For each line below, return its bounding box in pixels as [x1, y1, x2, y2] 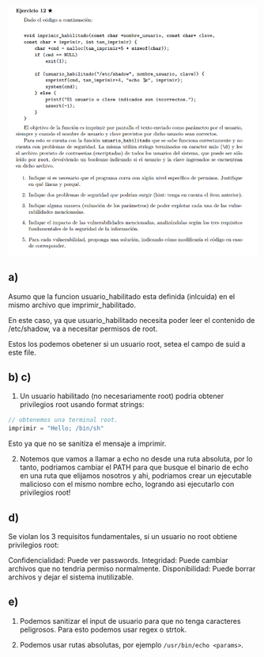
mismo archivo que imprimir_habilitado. [8, 300, 137, 310]
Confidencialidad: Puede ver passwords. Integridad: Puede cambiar [8, 555, 228, 564]
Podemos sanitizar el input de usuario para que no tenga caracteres [19, 616, 241, 625]
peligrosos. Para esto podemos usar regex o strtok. [19, 625, 187, 634]
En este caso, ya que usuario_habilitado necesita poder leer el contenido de [8, 315, 255, 325]
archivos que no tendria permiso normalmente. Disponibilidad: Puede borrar [8, 564, 256, 573]
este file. [8, 347, 37, 357]
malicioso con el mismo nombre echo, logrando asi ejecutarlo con [19, 480, 235, 489]
